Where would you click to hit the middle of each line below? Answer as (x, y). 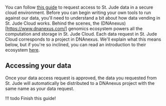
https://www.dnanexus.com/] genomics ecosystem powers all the (75, 29)
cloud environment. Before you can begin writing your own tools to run (78, 13)
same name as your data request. (40, 88)
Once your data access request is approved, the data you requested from (81, 78)
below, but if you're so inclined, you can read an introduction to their (76, 44)
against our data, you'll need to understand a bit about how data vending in (83, 18)
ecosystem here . (23, 50)
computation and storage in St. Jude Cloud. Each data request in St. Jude (81, 34)
